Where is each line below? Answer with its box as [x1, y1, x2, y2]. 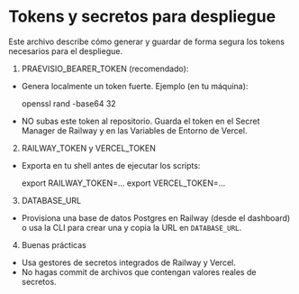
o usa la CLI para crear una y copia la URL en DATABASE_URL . [21, 222, 242, 233]
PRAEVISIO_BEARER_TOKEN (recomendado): [21, 63, 189, 74]
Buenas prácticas [21, 239, 86, 250]
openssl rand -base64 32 [21, 97, 116, 109]
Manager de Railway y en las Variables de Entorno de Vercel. [21, 124, 248, 136]
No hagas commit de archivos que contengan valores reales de [21, 266, 257, 277]
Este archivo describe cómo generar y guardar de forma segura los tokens [8, 36, 285, 47]
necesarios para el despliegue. [8, 45, 123, 56]
